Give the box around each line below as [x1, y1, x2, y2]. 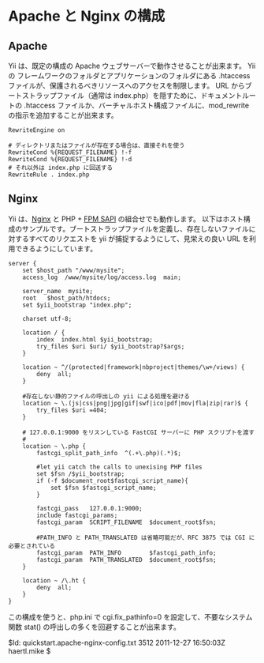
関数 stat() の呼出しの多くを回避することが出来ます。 [8, 622, 181, 631]
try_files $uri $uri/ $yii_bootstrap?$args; [36, 342, 185, 350]
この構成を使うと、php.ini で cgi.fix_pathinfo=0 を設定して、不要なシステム [8, 612, 253, 621]
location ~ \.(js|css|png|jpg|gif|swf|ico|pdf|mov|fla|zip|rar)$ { [22, 399, 248, 407]
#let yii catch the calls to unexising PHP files [36, 463, 203, 471]
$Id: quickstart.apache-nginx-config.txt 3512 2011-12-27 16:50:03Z [8, 638, 226, 647]
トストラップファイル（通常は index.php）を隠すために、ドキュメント [14, 91, 243, 100]
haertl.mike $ [8, 646, 51, 656]
